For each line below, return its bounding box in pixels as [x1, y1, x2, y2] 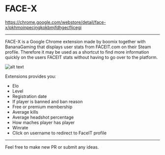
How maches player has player [12, 119, 75, 125]
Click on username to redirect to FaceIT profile [12, 130, 107, 136]
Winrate [12, 124, 28, 130]
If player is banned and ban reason [12, 98, 83, 104]
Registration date [12, 93, 47, 99]
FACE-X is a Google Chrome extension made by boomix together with [5, 38, 146, 44]
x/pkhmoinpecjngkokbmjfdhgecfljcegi [5, 24, 82, 30]
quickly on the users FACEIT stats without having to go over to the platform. [5, 54, 158, 60]
